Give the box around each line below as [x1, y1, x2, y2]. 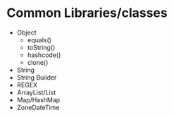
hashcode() [27, 51, 61, 59]
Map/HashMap [16, 95, 61, 104]
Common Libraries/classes [6, 5, 168, 21]
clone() [27, 58, 49, 66]
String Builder [16, 73, 57, 82]
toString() [27, 43, 56, 51]
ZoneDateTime [16, 103, 60, 111]
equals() [27, 35, 52, 44]
